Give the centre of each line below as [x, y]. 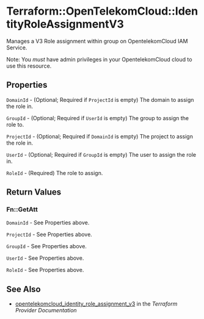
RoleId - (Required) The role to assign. [55, 173]
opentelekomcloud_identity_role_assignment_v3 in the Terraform [96, 304]
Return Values [34, 192]
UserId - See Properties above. [45, 258]
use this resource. [29, 66]
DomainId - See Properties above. [48, 223]
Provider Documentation [46, 310]
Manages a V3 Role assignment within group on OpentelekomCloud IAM [97, 41]
